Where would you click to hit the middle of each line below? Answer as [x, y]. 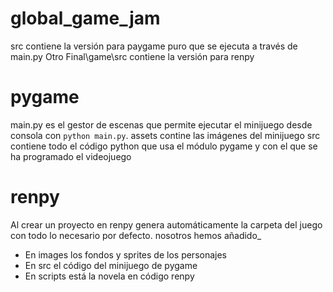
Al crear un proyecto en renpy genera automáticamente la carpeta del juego [166, 224]
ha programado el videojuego [71, 156]
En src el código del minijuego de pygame [111, 265]
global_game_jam [85, 18]
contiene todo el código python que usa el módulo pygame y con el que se [164, 146]
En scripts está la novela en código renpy [109, 276]
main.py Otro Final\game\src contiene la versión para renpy [132, 56]
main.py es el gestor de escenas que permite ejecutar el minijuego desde [161, 124]
